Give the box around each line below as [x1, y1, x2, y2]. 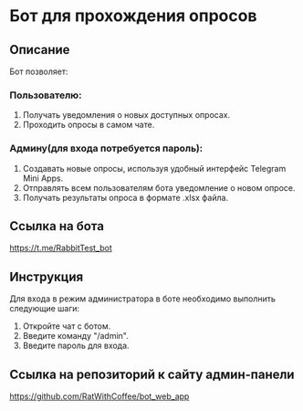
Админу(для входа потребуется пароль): [9, 142, 204, 155]
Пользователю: [9, 89, 82, 101]
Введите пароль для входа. [22, 340, 130, 352]
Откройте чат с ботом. [22, 321, 111, 332]
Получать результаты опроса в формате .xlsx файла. [22, 192, 229, 203]
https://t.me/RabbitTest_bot [9, 243, 112, 254]
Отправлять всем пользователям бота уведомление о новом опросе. [22, 182, 296, 193]
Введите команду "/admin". [22, 331, 130, 342]
